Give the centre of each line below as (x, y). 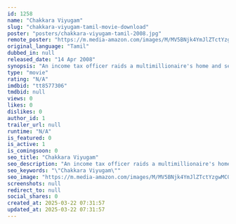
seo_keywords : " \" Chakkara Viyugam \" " (64, 170)
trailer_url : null (34, 125)
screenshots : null (34, 183)
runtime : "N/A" (29, 131)
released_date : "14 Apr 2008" (52, 60)
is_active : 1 (26, 145)
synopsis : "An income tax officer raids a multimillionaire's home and (114, 66)
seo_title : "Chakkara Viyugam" (53, 158)
